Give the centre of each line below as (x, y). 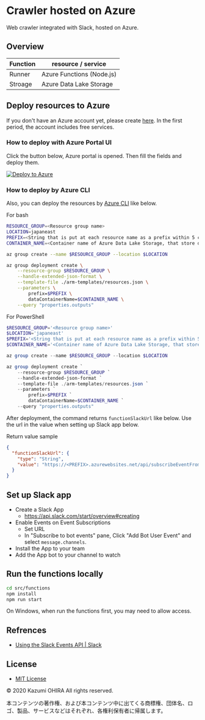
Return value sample (32, 436)
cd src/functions (28, 588)
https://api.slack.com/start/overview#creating (82, 516)
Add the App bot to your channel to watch (68, 555)
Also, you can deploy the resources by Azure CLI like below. (82, 203)
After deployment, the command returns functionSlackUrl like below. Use (99, 418)
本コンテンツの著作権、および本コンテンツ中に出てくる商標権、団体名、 (97, 703)
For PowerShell (25, 316)
